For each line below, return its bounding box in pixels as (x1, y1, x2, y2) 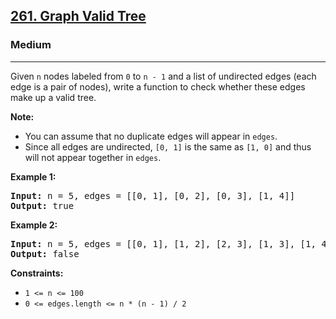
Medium (10, 38, 52, 52)
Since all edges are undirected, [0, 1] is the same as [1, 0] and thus (24, 140, 312, 153)
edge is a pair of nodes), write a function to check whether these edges (10, 80, 306, 93)
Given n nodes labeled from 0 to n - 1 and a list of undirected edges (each (10, 70, 317, 82)
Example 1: (10, 170, 57, 183)
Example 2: (10, 219, 58, 231)
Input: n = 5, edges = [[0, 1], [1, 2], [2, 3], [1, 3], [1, (10, 238, 317, 249)
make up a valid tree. (10, 91, 97, 103)
